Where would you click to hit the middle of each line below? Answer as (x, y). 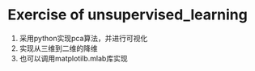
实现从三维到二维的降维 (58, 48)
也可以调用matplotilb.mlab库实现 (73, 58)
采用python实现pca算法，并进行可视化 (83, 38)
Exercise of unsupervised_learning (127, 15)
